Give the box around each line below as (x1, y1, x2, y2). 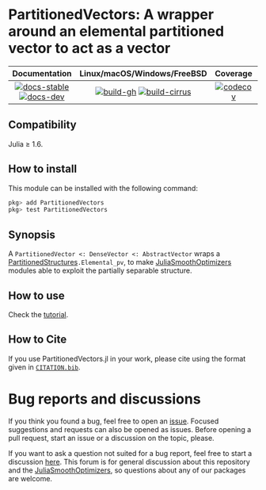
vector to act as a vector (8, 40, 171, 57)
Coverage (215, 67, 253, 78)
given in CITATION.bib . (8, 362, 81, 372)
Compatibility (8, 118, 77, 132)
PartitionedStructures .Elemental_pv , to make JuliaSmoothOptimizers (8, 258, 232, 267)
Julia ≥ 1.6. (8, 139, 44, 148)
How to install (8, 163, 78, 176)
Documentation (12, 67, 73, 78)
